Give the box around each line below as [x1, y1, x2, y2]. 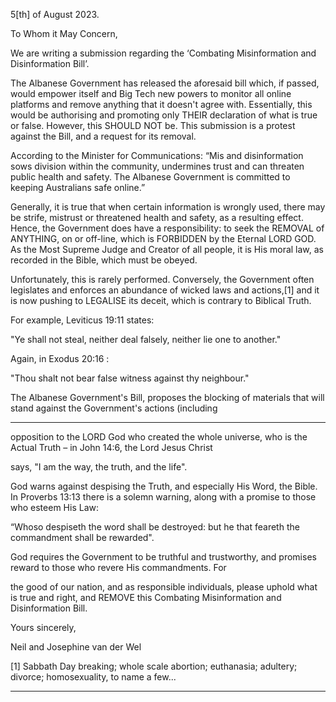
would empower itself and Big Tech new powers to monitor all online [10, 88, 292, 99]
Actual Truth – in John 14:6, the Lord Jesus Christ [10, 442, 213, 453]
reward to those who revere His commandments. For [10, 562, 227, 573]
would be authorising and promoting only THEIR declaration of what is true [10, 109, 318, 121]
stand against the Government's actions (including [10, 402, 218, 414]
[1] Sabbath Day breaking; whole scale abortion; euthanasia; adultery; [10, 660, 298, 672]
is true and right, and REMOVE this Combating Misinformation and [10, 592, 282, 603]
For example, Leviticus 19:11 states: [10, 314, 155, 326]
